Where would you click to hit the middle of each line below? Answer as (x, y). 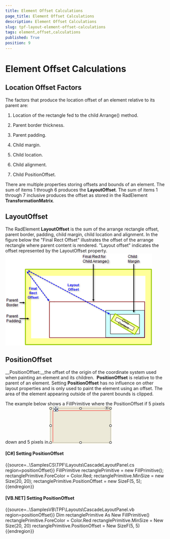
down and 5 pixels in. (27, 442)
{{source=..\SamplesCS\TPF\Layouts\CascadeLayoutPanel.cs (70, 465)
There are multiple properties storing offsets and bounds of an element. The (85, 184)
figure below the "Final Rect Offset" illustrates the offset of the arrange (79, 240)
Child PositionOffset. (34, 174)
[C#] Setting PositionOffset (35, 453)
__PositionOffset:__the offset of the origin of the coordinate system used (81, 372)
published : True (22, 38)
